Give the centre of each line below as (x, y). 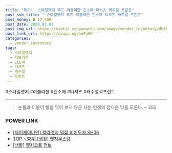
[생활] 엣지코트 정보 (32, 145)
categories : (18, 39)
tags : (11, 48)
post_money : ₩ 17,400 (28, 19)
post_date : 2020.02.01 (29, 24)
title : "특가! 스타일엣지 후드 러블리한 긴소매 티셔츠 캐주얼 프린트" (70, 10)
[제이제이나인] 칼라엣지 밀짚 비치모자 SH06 (56, 133)
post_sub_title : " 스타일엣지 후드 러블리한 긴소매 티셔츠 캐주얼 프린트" (74, 15)
